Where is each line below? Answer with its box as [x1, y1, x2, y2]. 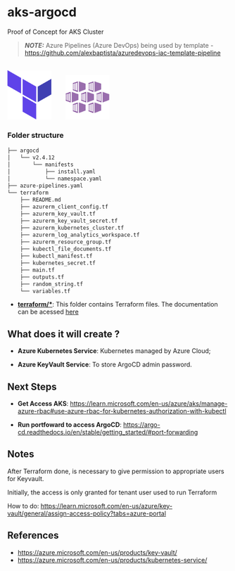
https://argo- [122, 420, 160, 429]
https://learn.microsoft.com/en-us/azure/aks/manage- [70, 399, 228, 408]
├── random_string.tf [20, 281, 83, 288]
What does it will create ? [7, 328, 120, 340]
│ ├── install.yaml [7, 168, 96, 176]
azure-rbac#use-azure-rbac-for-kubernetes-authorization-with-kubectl [17, 406, 227, 415]
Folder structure [7, 130, 64, 140]
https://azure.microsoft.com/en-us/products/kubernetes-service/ [17, 556, 208, 564]
